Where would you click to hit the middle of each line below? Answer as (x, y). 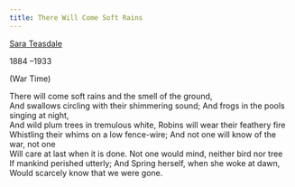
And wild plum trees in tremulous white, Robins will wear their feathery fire (147, 125)
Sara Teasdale (36, 43)
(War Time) (30, 79)
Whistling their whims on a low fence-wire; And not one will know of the (143, 134)
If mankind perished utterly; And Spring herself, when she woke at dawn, (145, 163)
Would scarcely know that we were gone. (86, 173)
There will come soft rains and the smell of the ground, (111, 96)
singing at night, (39, 115)
